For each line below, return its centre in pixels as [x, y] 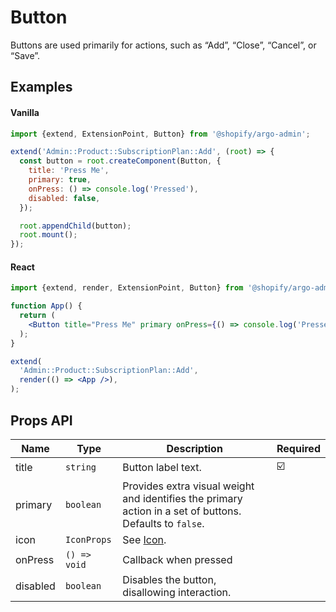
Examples [41, 87]
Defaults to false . [163, 523]
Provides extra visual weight [188, 486]
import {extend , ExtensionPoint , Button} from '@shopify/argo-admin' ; [160, 134]
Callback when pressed [177, 559]
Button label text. [162, 468]
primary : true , [60, 180]
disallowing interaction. [177, 592]
